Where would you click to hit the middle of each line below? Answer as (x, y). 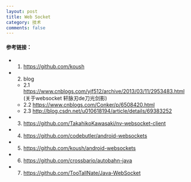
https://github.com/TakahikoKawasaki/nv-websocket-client (94, 124)
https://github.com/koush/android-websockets (79, 148)
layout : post (22, 11)
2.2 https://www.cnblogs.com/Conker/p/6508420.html (89, 105)
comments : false (26, 28)
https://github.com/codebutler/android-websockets (85, 136)
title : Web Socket (28, 17)
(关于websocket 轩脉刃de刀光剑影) (65, 98)
